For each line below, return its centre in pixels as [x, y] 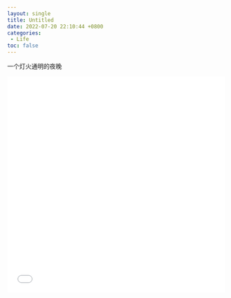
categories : [24, 33]
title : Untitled [30, 20]
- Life [20, 39]
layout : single [29, 13]
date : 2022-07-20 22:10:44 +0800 [55, 26]
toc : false [23, 46]
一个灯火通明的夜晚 [35, 66]
